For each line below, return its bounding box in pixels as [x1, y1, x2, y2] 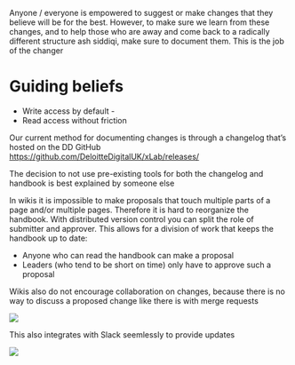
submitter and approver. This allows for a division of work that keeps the [9, 223, 274, 234]
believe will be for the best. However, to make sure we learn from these [9, 17, 270, 28]
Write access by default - [21, 106, 116, 116]
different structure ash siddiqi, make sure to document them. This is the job [9, 36, 284, 46]
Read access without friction [21, 115, 127, 125]
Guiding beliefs [9, 76, 124, 97]
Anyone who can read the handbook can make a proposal [21, 250, 234, 260]
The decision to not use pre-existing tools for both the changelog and [9, 168, 264, 179]
